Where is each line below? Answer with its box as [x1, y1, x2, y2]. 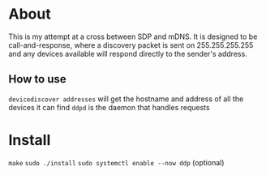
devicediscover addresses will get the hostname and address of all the [8, 94, 244, 104]
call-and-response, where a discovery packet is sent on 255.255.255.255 [8, 40, 254, 49]
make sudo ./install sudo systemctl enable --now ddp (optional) [8, 157, 225, 167]
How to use [8, 72, 66, 86]
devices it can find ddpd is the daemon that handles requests [8, 102, 210, 112]
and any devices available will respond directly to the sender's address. [8, 49, 247, 58]
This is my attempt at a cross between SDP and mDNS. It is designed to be [8, 32, 258, 41]
